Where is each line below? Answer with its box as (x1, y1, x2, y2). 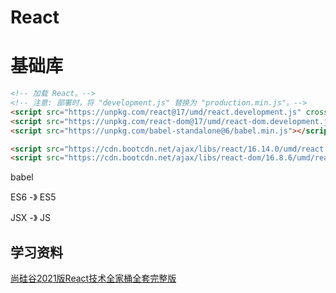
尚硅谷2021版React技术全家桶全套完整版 (10, 272, 177, 285)
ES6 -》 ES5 (10, 191, 57, 203)
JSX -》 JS (10, 212, 52, 224)
